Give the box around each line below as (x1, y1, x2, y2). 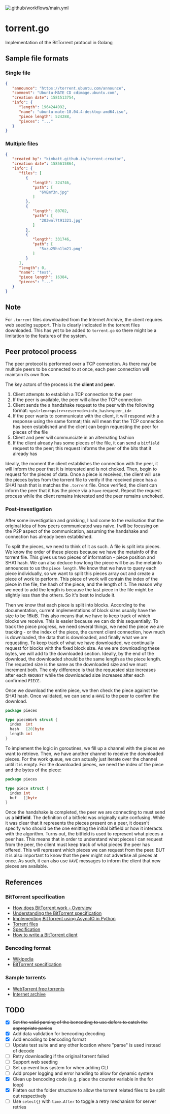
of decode (12, 1047, 35, 1053)
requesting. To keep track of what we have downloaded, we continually (5, 640, 155, 646)
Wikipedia (12, 956, 34, 962)
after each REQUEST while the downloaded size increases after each (5, 672, 145, 678)
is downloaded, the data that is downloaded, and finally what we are (5, 634, 148, 640)
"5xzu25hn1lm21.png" (39, 247, 83, 252)
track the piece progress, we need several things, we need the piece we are (5, 623, 164, 629)
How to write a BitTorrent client (12, 932, 78, 938)
